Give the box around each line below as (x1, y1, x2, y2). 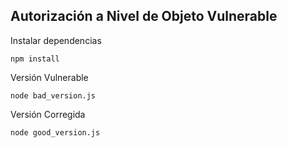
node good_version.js (10, 127, 101, 138)
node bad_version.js (10, 90, 97, 101)
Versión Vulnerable (10, 71, 89, 83)
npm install (10, 54, 60, 64)
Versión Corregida (10, 108, 86, 120)
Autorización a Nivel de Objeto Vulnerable (10, 8, 278, 25)
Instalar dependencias (10, 34, 102, 46)
